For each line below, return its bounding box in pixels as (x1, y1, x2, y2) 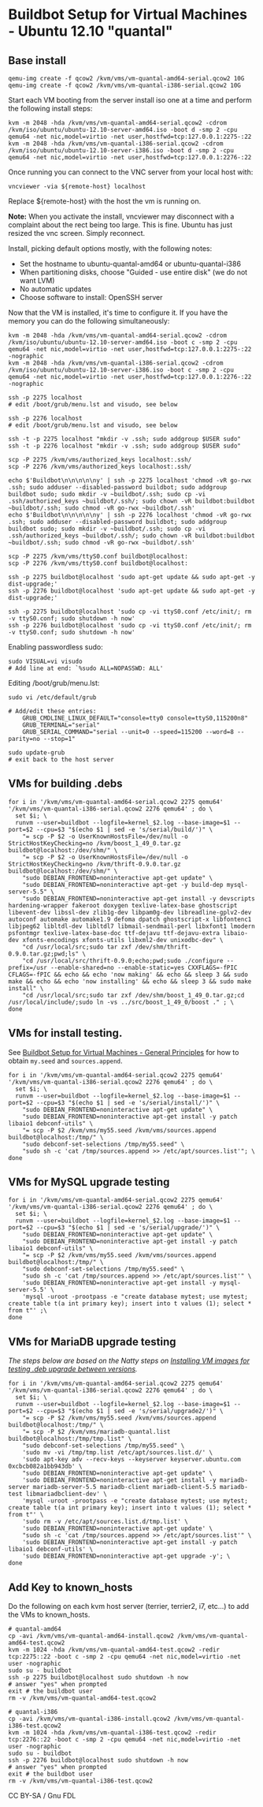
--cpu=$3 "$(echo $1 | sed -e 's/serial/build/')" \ (36, 825, 213, 833)
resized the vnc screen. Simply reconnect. (8, 229, 146, 238)
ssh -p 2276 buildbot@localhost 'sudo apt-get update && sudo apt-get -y (8, 587, 256, 595)
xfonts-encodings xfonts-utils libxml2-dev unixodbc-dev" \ (22, 936, 224, 944)
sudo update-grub (8, 749, 65, 757)
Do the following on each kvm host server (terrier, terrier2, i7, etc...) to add (8, 1602, 250, 1611)
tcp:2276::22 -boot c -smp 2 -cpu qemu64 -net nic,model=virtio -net (8, 1736, 242, 1744)
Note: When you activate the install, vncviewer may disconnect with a (8, 211, 235, 221)
